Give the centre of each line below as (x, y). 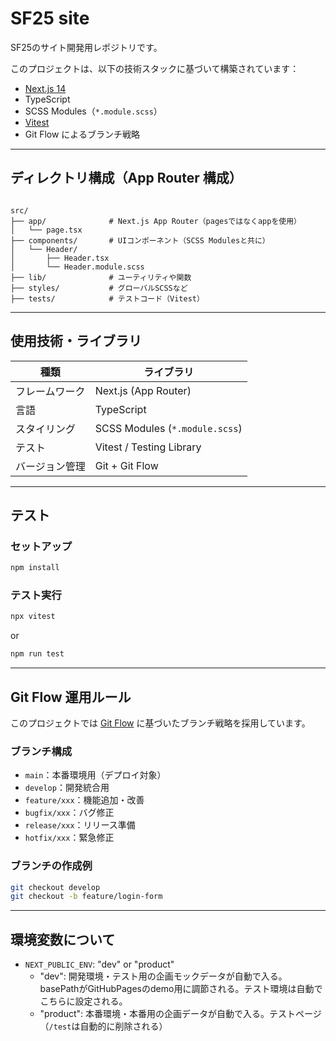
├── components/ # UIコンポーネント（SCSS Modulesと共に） (140, 240)
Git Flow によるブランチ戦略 (82, 134)
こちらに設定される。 (83, 1001)
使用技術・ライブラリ (76, 341)
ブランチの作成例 (51, 866)
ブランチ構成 (41, 751)
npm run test (37, 654)
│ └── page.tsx (46, 230)
